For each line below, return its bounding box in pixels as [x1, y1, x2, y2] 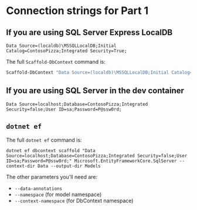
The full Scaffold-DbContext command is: [6, 58, 106, 65]
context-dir [6, 163, 35, 169]
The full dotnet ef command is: [6, 136, 82, 143]
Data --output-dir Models [37, 163, 101, 169]
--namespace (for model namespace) [14, 191, 102, 198]
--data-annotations [14, 185, 63, 191]
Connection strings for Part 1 [6, 4, 149, 18]
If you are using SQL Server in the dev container [6, 86, 185, 96]
